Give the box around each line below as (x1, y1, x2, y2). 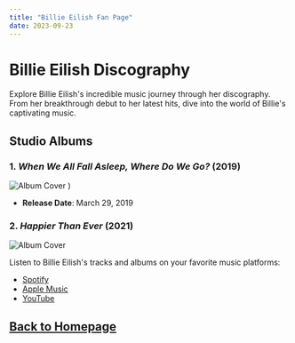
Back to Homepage (9, 319, 117, 334)
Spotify (21, 275, 49, 285)
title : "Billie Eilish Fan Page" (9, 12, 133, 22)
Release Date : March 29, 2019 (21, 197, 133, 209)
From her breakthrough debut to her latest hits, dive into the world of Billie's (9, 99, 286, 109)
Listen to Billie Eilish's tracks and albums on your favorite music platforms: (9, 257, 281, 267)
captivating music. (9, 108, 77, 118)
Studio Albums (9, 133, 93, 148)
